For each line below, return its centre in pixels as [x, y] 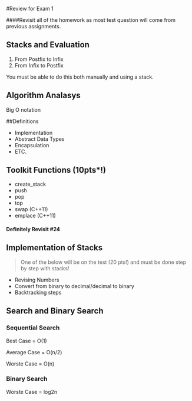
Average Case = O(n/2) [34, 352]
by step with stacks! [45, 268]
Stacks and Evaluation [48, 45]
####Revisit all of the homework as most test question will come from [91, 20]
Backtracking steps [38, 292]
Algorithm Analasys [43, 96]
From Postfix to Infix [39, 59]
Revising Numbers [37, 280]
